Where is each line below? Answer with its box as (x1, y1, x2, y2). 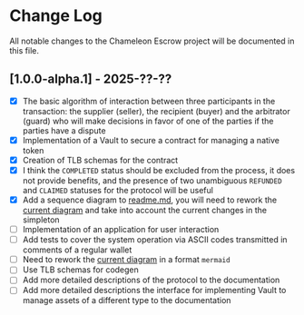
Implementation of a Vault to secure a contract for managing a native (22, 134, 279, 145)
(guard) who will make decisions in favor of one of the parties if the (22, 115, 274, 126)
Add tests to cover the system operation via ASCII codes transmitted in (22, 234, 288, 245)
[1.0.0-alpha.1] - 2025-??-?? (9, 72, 172, 87)
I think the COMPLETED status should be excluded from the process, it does (22, 164, 296, 175)
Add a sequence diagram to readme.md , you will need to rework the (22, 194, 278, 205)
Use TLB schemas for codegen (22, 264, 139, 275)
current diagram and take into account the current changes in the (22, 205, 268, 216)
